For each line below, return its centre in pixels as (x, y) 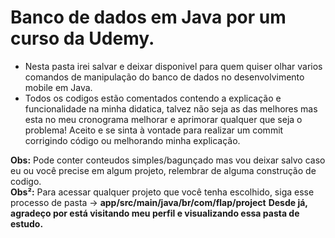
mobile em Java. (58, 87)
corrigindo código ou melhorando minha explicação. (132, 140)
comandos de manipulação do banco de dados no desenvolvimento (164, 77)
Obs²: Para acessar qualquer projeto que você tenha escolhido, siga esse (162, 192)
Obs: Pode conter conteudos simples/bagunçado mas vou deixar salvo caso (168, 160)
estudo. (27, 223)
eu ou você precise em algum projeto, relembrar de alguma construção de (163, 170)
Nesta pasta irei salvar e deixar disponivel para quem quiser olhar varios (173, 66)
